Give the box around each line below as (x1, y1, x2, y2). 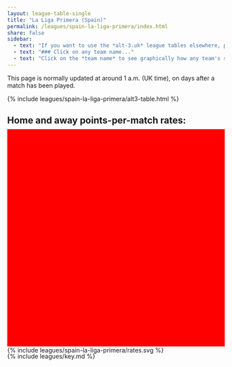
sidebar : (7, 36, 32, 43)
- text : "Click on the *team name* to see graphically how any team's (13, 55, 221, 62)
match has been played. (7, 81, 76, 90)
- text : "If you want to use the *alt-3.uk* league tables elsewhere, (13, 42, 221, 49)
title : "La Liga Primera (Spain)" (7, 17, 107, 23)
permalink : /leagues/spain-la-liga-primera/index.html (7, 23, 168, 30)
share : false (7, 29, 45, 37)
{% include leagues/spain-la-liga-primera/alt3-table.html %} (7, 95, 180, 103)
